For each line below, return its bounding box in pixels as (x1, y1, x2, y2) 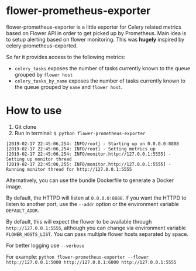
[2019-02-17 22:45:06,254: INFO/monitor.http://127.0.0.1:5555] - (6, 151, 171, 157)
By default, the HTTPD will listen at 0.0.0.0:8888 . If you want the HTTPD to (6, 194, 187, 201)
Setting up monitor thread (6, 156, 72, 162)
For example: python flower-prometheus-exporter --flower (6, 253, 149, 260)
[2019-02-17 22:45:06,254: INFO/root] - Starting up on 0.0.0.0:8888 (6, 140, 180, 147)
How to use (6, 104, 62, 118)
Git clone (14, 123, 37, 130)
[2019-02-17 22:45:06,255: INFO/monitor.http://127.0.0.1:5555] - (6, 161, 171, 167)
